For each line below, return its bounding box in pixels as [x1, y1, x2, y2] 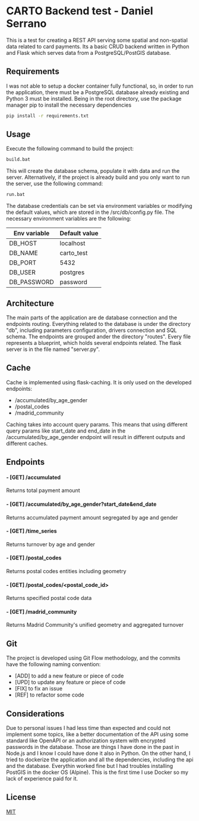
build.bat [6, 157, 31, 163]
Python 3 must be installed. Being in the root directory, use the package [6, 95, 182, 102]
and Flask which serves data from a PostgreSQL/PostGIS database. [6, 49, 171, 56]
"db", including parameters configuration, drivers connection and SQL [6, 326, 177, 334]
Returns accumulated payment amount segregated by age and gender [6, 514, 178, 521]
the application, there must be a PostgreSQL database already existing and [6, 88, 189, 96]
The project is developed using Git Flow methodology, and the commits [6, 654, 181, 662]
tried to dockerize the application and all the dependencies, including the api [6, 756, 194, 763]
